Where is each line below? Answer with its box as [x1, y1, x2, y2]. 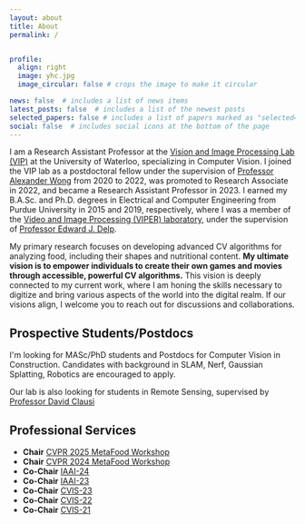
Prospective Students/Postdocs [9, 325, 194, 341]
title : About [9, 22, 59, 31]
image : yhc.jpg [17, 72, 75, 81]
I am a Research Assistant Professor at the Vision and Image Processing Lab [9, 146, 295, 157]
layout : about [9, 13, 64, 23]
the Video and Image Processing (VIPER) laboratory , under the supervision [9, 214, 289, 225]
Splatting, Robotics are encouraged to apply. [9, 369, 176, 380]
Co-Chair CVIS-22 [22, 495, 93, 505]
